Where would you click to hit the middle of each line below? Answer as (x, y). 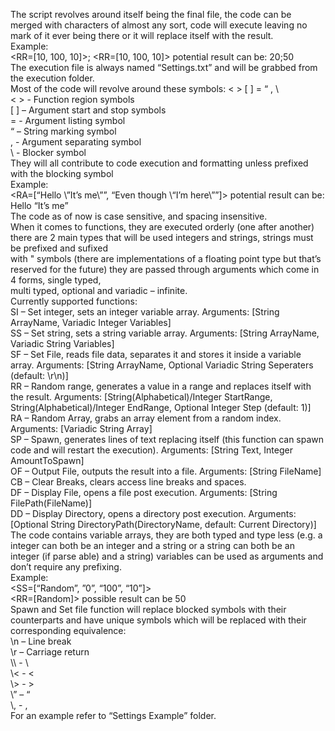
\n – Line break (41, 641)
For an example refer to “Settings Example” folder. (113, 715)
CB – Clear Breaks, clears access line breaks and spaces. (128, 482)
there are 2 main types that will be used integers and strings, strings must (162, 237)
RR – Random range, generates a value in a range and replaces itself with (161, 386)
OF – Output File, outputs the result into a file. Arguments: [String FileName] (166, 471)
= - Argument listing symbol (68, 120)
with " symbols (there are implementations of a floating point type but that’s (166, 258)
